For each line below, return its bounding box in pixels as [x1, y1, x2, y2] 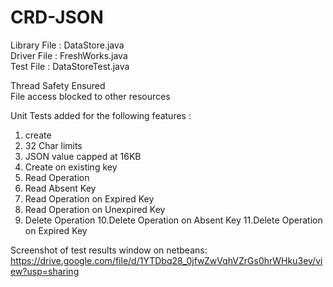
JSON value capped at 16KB [24, 150, 142, 162]
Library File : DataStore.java [10, 39, 125, 51]
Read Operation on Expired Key [24, 192, 155, 205]
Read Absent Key [24, 182, 97, 194]
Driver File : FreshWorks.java [10, 49, 128, 61]
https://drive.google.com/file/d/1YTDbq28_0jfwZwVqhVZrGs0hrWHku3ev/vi [10, 254, 323, 266]
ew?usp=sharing [10, 265, 80, 277]
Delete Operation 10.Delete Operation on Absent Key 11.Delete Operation [24, 214, 323, 226]
